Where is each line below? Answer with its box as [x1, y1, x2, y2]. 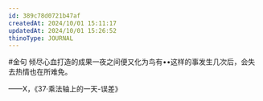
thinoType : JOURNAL [8, 34, 74, 42]
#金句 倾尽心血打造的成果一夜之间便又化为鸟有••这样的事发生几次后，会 [8, 57, 249, 67]
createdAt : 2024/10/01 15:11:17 [8, 19, 117, 27]
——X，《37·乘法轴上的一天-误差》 [8, 84, 122, 94]
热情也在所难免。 [14, 67, 72, 77]
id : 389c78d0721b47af [8, 11, 81, 20]
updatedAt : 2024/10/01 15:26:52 [8, 26, 117, 34]
